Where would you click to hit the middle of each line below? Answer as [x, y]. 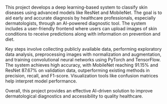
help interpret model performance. [41, 81]
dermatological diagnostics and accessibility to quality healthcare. [74, 96]
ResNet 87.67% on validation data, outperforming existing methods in [78, 70]
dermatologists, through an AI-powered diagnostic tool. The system [76, 23]
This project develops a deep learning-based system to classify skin [76, 7]
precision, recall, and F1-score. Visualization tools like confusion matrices [82, 76]
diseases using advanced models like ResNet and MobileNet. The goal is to [84, 13]
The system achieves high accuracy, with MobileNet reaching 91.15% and [82, 65]
